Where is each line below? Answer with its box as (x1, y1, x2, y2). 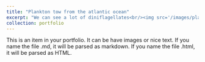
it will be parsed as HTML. (6, 49, 72, 57)
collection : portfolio (6, 20, 64, 26)
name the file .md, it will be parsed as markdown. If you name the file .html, (6, 43, 195, 50)
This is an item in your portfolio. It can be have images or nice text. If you (6, 37, 189, 44)
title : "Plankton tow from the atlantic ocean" (6, 8, 130, 15)
